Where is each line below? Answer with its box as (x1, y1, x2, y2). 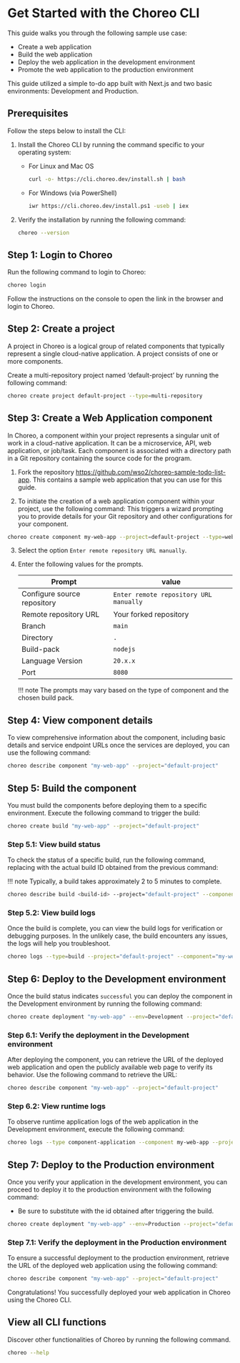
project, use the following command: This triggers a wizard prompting (17, 504, 224, 512)
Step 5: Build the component (7, 782, 137, 794)
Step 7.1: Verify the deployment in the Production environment (7, 1237, 227, 1247)
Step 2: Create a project (7, 323, 116, 335)
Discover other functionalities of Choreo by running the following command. (7, 1335, 231, 1344)
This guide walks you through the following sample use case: (7, 29, 187, 37)
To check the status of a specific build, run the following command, (7, 856, 206, 864)
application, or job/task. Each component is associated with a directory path (7, 446, 231, 455)
